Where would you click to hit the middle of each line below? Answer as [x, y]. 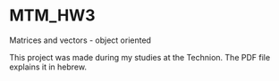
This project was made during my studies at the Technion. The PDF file [140, 57]
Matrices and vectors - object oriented [80, 40]
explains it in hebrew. [48, 67]
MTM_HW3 [52, 16]
